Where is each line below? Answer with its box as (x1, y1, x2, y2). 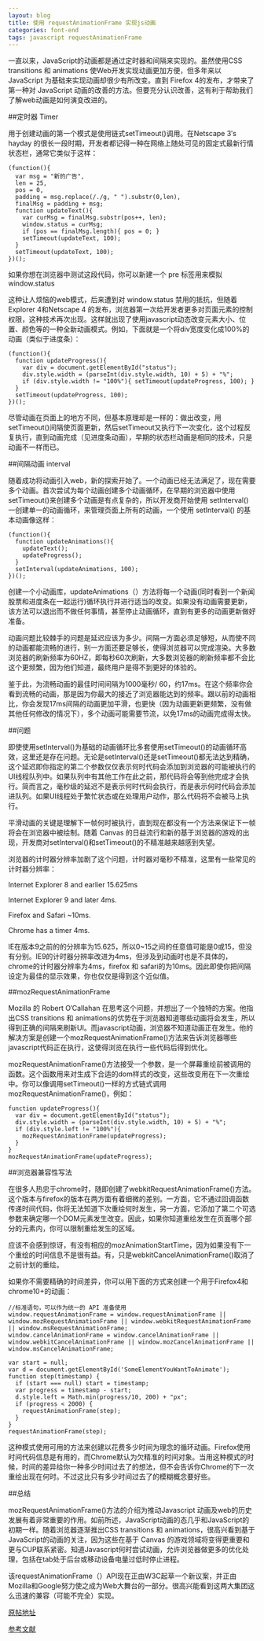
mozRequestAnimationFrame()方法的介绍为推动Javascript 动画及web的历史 (8, 1506, 253, 1515)
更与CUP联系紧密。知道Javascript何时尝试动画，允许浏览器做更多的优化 (8, 1545, 243, 1554)
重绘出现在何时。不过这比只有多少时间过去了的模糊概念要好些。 (8, 1472, 214, 1481)
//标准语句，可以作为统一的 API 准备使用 (8, 1304, 127, 1312)
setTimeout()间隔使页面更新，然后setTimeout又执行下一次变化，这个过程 (8, 422, 244, 433)
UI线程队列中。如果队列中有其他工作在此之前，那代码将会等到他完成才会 (8, 772, 243, 781)
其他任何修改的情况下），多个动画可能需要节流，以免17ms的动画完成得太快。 (8, 709, 255, 718)
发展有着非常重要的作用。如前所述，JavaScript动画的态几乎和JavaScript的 (8, 1515, 250, 1525)
